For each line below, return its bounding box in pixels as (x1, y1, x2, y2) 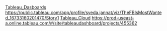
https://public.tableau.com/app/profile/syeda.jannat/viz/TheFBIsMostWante (5, 9, 162, 15)
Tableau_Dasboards (5, 4, 46, 10)
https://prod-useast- (91, 15, 134, 20)
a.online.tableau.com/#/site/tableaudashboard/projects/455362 (5, 20, 137, 26)
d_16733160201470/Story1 (5, 15, 59, 20)
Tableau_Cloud (60, 15, 91, 20)
